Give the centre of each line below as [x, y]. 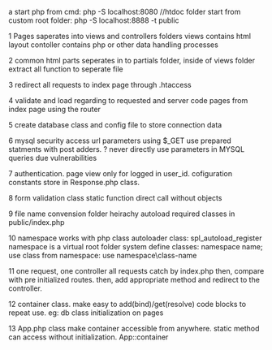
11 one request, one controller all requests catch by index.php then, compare [136, 271]
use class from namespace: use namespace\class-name [103, 255]
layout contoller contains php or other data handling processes [114, 45]
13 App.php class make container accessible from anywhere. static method [134, 328]
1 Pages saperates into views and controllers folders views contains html [130, 36]
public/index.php [37, 222]
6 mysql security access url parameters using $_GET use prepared [120, 140]
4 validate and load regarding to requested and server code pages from [128, 100]
